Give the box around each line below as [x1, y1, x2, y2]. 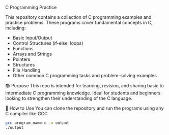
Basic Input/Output [12, 35, 52, 41]
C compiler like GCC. [5, 111, 49, 116]
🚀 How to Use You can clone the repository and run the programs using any [5, 105, 164, 111]
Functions [12, 46, 34, 51]
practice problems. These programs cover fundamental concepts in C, [5, 20, 153, 25]
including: [5, 25, 26, 31]
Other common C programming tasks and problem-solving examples [12, 73, 157, 78]
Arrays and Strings [12, 51, 52, 57]
